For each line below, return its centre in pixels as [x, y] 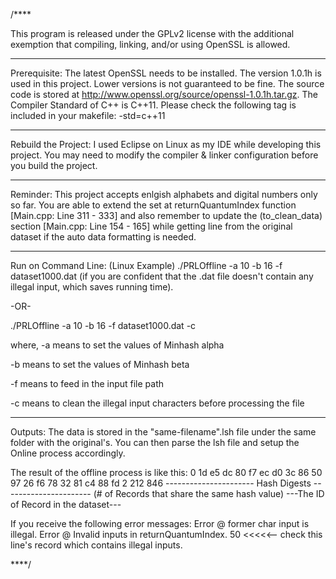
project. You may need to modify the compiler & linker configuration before [164, 155]
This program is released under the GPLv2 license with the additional [152, 33]
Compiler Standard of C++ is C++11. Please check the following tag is [153, 105]
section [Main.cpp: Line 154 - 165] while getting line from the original [151, 226]
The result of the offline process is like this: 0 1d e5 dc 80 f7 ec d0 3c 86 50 [166, 472]
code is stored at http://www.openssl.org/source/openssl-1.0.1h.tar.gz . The [164, 94]
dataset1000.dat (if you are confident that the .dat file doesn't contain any [162, 276]
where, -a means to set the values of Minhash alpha [117, 345]
